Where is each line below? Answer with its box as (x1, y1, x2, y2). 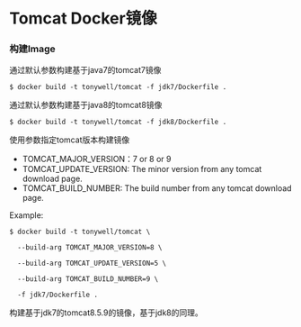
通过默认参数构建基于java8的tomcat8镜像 (9, 100, 163, 111)
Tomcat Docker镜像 (9, 8, 157, 29)
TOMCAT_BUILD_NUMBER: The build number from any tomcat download (22, 183, 292, 194)
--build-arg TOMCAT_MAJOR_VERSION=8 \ (17, 243, 164, 252)
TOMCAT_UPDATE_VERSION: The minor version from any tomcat (22, 164, 262, 175)
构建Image (9, 42, 56, 55)
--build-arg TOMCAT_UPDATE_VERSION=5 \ (17, 259, 167, 268)
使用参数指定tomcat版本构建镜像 (9, 134, 130, 145)
